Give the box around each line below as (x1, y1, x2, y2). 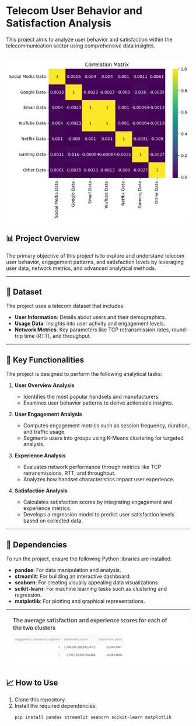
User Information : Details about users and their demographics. (14, 314, 166, 321)
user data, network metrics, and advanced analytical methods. (6, 265, 156, 272)
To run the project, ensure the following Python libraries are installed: (6, 555, 172, 562)
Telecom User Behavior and (6, 4, 143, 18)
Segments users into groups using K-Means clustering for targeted (23, 434, 184, 441)
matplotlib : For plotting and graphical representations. (14, 597, 145, 604)
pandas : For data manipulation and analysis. (14, 566, 121, 573)
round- (171, 326, 188, 333)
